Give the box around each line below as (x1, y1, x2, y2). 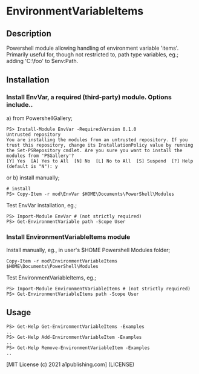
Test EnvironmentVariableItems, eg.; (6, 274, 97, 281)
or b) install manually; (6, 174, 60, 181)
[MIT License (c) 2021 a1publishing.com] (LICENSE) (6, 361, 135, 368)
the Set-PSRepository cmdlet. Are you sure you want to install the (6, 147, 183, 153)
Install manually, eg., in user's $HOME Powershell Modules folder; (6, 246, 171, 253)
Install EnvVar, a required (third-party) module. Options (6, 93, 172, 101)
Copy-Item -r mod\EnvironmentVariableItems (6, 258, 118, 264)
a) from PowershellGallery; (6, 114, 73, 122)
